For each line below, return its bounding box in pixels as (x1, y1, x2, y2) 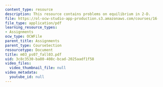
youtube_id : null (9, 74, 45, 79)
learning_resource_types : (5, 25, 57, 30)
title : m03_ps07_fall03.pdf (5, 52, 62, 57)
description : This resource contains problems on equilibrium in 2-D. (5, 12, 151, 16)
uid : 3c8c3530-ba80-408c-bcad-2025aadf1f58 (5, 57, 95, 61)
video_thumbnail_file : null (9, 66, 66, 71)
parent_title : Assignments (5, 39, 60, 43)
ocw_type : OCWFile (5, 34, 42, 39)
